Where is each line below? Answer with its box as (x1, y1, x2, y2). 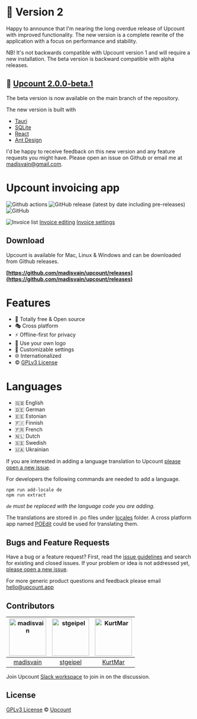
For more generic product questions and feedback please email (6, 577, 161, 585)
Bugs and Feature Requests (6, 537, 110, 547)
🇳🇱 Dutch (14, 432, 40, 440)
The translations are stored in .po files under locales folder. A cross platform (6, 514, 192, 521)
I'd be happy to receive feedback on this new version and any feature (6, 147, 176, 155)
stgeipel (59, 658, 82, 666)
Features (6, 296, 51, 310)
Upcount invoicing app (6, 181, 120, 194)
